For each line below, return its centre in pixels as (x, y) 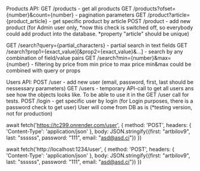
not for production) (29, 113)
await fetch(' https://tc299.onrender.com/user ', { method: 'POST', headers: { (99, 125)
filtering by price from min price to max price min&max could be (113, 64)
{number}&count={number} (40, 15)
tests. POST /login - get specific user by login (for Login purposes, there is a (100, 101)
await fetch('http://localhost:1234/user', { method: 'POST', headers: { (90, 149)
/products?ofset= (154, 9)
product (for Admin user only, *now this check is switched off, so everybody (100, 27)
